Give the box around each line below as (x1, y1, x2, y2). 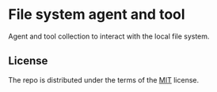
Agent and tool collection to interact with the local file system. (8, 31, 210, 41)
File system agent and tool (8, 6, 185, 24)
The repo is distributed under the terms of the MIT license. (8, 75, 200, 84)
